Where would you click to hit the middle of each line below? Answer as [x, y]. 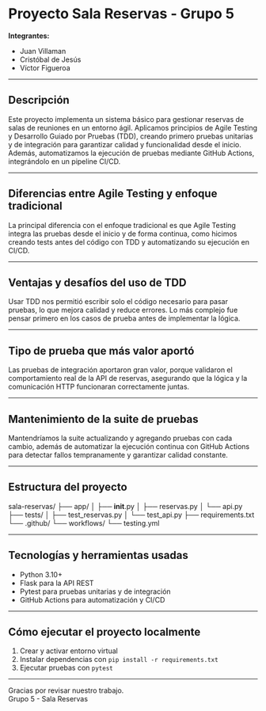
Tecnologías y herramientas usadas [98, 555]
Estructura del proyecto [68, 487]
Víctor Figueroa [45, 67]
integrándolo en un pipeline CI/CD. [65, 161]
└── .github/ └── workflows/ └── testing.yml [84, 523]
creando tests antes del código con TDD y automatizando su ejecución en [129, 241]
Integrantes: [29, 36]
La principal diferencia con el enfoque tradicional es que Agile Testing [122, 225]
